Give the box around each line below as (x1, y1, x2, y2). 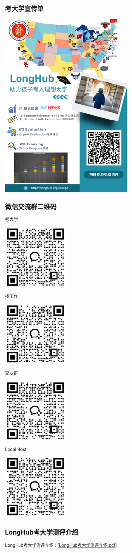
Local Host (5, 446, 27, 452)
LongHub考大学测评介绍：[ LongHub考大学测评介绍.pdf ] (5, 542, 117, 548)
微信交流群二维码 (5, 202, 57, 211)
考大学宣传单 (5, 4, 44, 13)
